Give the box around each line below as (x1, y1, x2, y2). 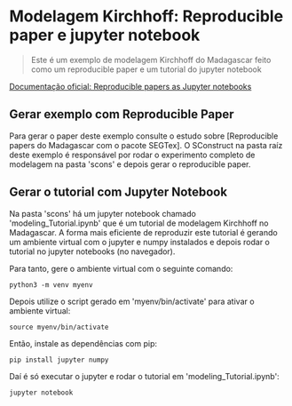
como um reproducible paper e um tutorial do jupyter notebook (30, 64, 262, 75)
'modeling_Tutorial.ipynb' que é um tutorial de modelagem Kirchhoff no (9, 218, 269, 228)
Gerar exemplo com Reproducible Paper (9, 107, 234, 122)
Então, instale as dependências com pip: (9, 338, 158, 348)
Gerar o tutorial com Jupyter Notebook (9, 185, 228, 200)
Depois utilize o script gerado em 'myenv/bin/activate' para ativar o (9, 296, 255, 306)
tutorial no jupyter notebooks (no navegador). (9, 246, 176, 257)
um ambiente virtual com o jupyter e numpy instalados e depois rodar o (9, 236, 271, 247)
